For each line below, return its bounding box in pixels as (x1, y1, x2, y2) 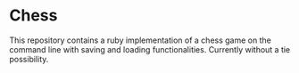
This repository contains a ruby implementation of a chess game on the (9, 35, 272, 45)
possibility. (9, 53, 49, 64)
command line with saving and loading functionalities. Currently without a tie (9, 44, 291, 54)
